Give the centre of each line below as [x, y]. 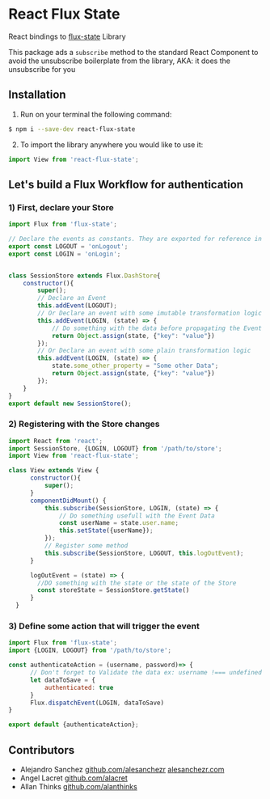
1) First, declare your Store [61, 207]
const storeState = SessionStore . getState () [114, 590]
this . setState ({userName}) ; [106, 531]
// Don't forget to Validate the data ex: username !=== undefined [146, 673]
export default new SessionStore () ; [70, 404]
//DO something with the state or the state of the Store [137, 583]
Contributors [42, 750]
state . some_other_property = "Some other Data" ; [135, 366]
